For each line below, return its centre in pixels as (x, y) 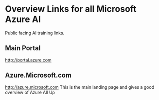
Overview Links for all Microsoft (71, 9)
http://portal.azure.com (28, 60)
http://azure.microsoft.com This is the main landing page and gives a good (80, 87)
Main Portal (23, 48)
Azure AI (23, 19)
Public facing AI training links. (35, 33)
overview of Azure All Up (30, 92)
